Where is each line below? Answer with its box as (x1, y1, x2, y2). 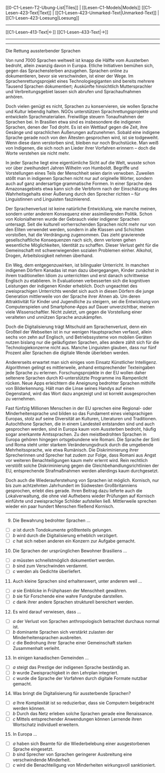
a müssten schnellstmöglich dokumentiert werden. (12, 557, 115, 564)
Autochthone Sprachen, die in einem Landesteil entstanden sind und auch (5, 421, 155, 427)
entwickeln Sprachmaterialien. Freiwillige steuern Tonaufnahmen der (5, 114, 144, 120)
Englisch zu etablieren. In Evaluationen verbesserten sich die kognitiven (5, 278, 151, 283)
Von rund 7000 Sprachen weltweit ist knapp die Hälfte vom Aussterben (5, 57, 149, 63)
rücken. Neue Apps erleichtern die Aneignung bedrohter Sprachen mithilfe (5, 380, 156, 386)
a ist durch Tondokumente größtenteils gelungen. (12, 527, 113, 533)
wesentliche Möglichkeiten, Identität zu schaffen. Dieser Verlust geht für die (5, 242, 159, 248)
